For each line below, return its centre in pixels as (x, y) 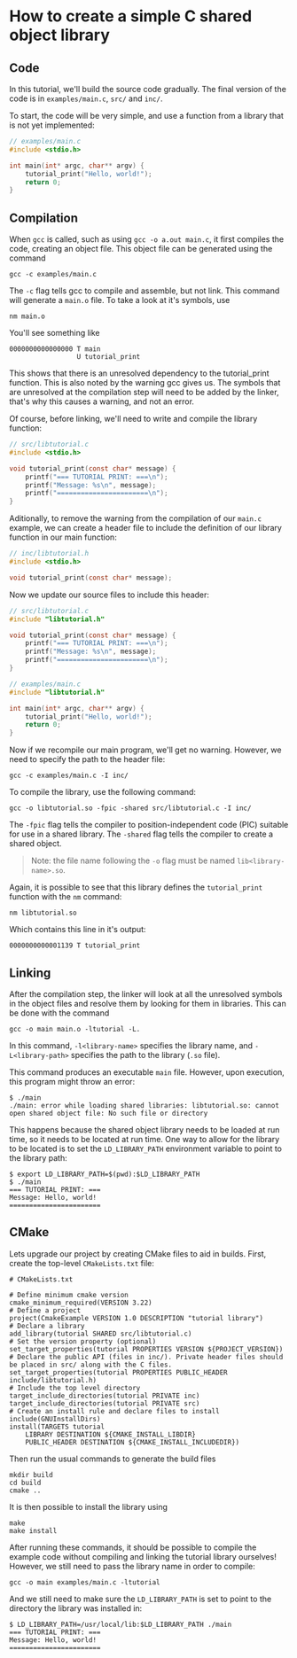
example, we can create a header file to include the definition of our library (145, 528)
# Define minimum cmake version (69, 1295)
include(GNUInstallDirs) (55, 1419)
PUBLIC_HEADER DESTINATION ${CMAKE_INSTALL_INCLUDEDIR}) (133, 1442)
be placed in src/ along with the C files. (91, 1365)
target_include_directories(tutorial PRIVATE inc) (105, 1396)
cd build (25, 1483)
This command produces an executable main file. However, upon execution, (147, 1072)
